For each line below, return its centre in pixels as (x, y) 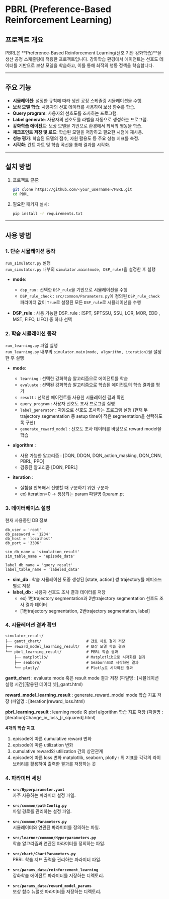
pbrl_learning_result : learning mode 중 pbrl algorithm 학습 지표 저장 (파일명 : (84, 712)
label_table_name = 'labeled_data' (43, 569)
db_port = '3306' (23, 543)
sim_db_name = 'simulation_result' (43, 552)
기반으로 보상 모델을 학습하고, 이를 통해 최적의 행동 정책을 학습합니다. (86, 65)
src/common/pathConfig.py (39, 806)
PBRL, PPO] (32, 461)
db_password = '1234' (28, 534)
